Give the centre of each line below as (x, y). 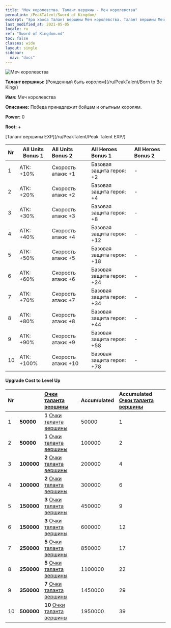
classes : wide (20, 43)
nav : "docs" (23, 57)
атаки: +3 (63, 216)
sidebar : (15, 53)
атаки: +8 (63, 321)
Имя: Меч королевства (31, 97)
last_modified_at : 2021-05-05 (37, 24)
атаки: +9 (63, 343)
